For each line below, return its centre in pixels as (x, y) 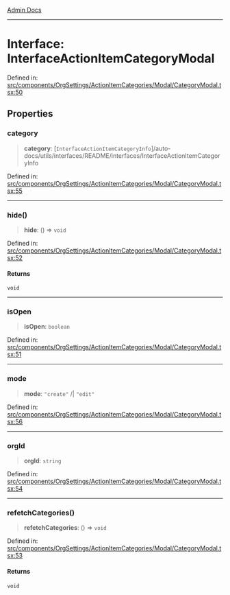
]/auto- (161, 148)
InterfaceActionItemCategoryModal (111, 59)
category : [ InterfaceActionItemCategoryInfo (88, 148)
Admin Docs (24, 10)
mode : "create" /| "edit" (59, 393)
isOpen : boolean (47, 327)
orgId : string (42, 461)
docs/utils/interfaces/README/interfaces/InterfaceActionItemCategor (122, 155)
